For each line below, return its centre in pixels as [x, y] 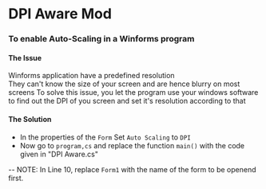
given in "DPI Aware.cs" [59, 154]
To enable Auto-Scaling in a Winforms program [101, 39]
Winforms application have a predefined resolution [91, 76]
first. [16, 178]
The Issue [25, 57]
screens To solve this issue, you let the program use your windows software [133, 93]
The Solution [30, 119]
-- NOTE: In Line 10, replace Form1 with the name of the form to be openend [133, 169]
